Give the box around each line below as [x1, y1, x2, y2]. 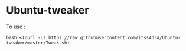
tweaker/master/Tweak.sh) [6, 40, 70, 46]
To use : [6, 23, 26, 30]
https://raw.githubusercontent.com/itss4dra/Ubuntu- [48, 34, 181, 40]
